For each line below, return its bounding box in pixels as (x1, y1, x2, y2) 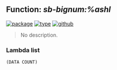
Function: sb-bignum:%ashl (6, 5, 111, 15)
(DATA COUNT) (6, 60, 38, 65)
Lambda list (6, 46, 40, 54)
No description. (20, 32, 58, 38)
